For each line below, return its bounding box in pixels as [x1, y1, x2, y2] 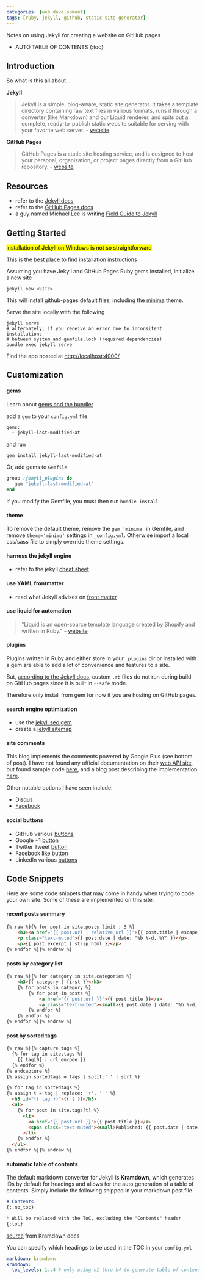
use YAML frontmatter [6, 579, 64, 586]
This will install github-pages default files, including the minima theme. [6, 297, 184, 304]
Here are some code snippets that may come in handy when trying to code [6, 890, 195, 897]
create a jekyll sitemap [15, 726, 72, 733]
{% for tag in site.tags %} [12, 1051, 84, 1057]
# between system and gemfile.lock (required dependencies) [6, 336, 163, 342]
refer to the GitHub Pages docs [15, 204, 93, 211]
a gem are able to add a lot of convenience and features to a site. [6, 661, 170, 668]
